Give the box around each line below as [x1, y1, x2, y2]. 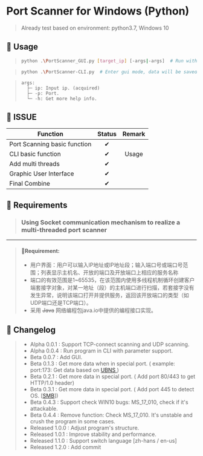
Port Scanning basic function [9, 140, 92, 149]
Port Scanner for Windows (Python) [6, 4, 190, 18]
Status [97, 130, 117, 138]
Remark [122, 130, 146, 138]
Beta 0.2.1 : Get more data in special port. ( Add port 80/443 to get [30, 373, 196, 380]
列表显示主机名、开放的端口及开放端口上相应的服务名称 [40, 269, 179, 276]
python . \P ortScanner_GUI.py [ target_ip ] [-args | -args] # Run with [21, 57, 198, 64]
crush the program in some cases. [30, 418, 116, 425]
